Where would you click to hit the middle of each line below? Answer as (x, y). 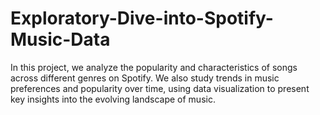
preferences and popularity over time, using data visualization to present (160, 88)
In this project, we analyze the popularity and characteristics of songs (154, 67)
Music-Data (60, 39)
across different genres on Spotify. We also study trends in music (145, 78)
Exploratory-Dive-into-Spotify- (142, 18)
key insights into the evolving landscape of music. (113, 99)
